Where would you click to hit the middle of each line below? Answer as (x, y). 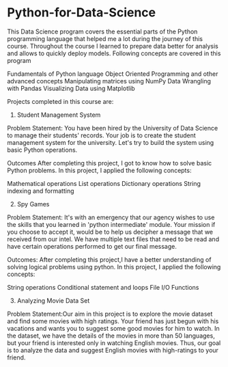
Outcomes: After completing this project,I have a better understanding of (109, 259)
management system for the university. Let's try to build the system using (111, 142)
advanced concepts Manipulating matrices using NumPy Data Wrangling (109, 81)
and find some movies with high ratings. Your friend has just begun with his (113, 321)
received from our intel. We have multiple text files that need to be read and (113, 239)
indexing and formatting (41, 191)
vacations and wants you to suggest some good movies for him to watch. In (113, 328)
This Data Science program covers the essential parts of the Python (102, 31)
